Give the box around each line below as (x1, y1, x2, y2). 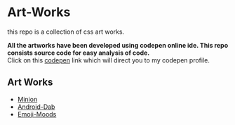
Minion (17, 95, 38, 103)
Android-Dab (17, 103, 55, 111)
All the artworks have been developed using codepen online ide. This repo (7, 41, 229, 49)
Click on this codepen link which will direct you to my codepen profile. (7, 55, 210, 64)
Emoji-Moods (17, 110, 57, 118)
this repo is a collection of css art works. (7, 27, 125, 36)
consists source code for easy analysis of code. (7, 48, 150, 57)
